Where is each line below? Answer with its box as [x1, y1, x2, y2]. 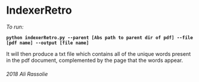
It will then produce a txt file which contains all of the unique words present [6, 50, 191, 57]
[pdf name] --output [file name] [6, 40, 89, 46]
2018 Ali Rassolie [6, 70, 48, 77]
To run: [6, 23, 24, 30]
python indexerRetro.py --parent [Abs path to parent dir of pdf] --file [6, 34, 194, 40]
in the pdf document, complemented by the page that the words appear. [6, 56, 184, 64]
